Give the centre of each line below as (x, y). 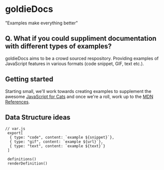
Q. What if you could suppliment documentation (81, 39)
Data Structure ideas (38, 117)
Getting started (29, 79)
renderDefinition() (28, 164)
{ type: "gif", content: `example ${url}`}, (56, 142)
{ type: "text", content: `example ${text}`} (58, 146)
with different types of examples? (58, 46)
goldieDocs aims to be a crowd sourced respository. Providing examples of (82, 58)
